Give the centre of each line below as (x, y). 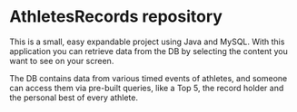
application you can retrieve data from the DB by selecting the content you (149, 51)
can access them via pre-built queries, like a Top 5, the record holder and (147, 88)
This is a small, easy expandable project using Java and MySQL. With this (147, 42)
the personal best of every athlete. (74, 98)
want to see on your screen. (62, 61)
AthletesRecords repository (116, 17)
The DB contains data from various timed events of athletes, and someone (148, 78)
